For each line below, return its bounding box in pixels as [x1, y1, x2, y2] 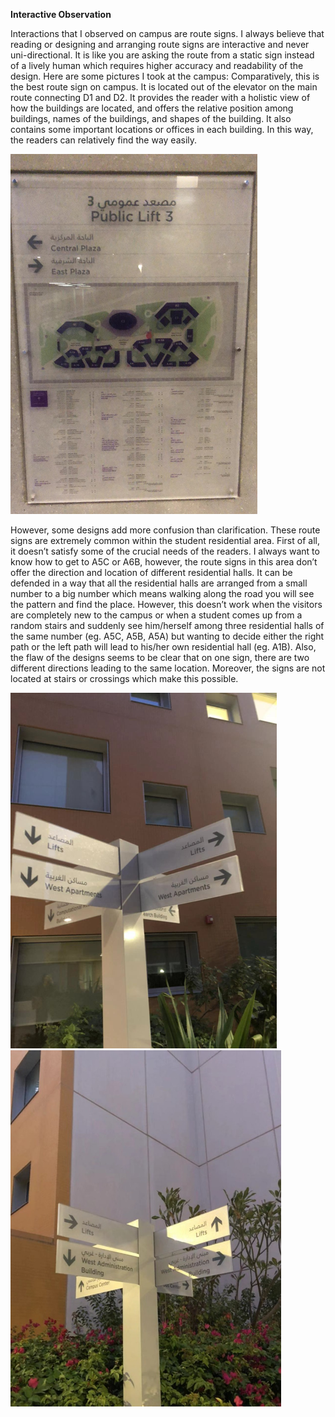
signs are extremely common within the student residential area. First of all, [10, 535, 320, 546]
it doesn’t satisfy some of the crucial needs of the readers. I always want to [10, 545, 320, 557]
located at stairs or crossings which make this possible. [10, 673, 239, 684]
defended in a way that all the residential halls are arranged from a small [10, 577, 308, 589]
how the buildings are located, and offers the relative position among [10, 102, 294, 114]
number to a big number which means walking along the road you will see [10, 588, 315, 599]
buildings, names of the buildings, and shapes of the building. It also [10, 113, 292, 124]
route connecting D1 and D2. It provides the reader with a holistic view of [10, 92, 311, 103]
